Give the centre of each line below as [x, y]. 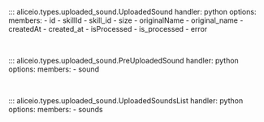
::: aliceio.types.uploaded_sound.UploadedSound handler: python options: [132, 12]
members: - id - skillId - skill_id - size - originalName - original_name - [126, 20]
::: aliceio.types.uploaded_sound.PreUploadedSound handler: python [124, 61]
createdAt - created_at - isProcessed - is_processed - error [108, 29]
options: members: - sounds [56, 109]
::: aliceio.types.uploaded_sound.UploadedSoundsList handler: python [126, 100]
